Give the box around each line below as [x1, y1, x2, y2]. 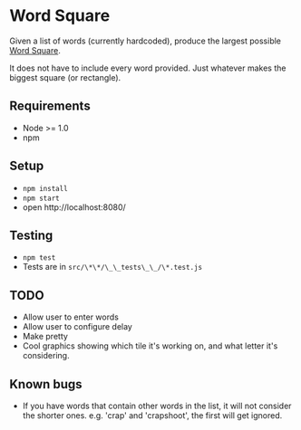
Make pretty [22, 331, 68, 342]
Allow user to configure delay [22, 321, 133, 332]
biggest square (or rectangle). [9, 72, 121, 82]
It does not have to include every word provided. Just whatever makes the [9, 62, 286, 73]
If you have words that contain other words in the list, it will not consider [22, 400, 292, 411]
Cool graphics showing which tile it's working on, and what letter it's [22, 340, 278, 351]
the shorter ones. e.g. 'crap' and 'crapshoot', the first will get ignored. [22, 410, 283, 421]
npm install [22, 184, 68, 193]
